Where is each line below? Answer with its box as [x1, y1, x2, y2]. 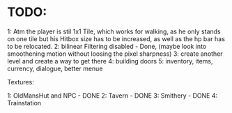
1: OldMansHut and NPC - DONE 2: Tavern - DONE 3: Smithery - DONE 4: [7, 91, 218, 100]
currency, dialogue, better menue [7, 64, 103, 73]
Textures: [7, 77, 35, 86]
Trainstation [7, 98, 42, 107]
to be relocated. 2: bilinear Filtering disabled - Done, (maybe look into [7, 42, 207, 50]
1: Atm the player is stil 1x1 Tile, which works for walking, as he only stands [7, 27, 221, 36]
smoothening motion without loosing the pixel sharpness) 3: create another [7, 50, 223, 58]
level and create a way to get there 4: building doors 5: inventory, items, [7, 56, 214, 65]
